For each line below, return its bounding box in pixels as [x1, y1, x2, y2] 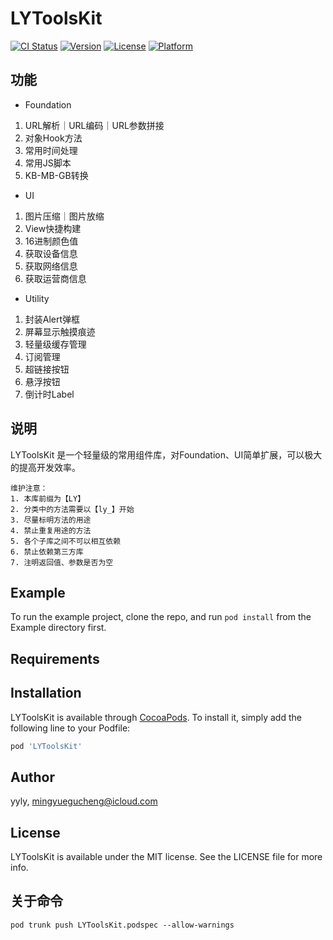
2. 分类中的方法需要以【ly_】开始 [10, 504, 135, 514]
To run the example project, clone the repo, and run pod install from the [10, 611, 312, 623]
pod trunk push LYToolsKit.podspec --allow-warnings [10, 920, 235, 930]
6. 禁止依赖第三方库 [10, 547, 84, 557]
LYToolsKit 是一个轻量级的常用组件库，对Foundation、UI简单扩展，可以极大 [10, 448, 323, 461]
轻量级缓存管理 [24, 338, 87, 350]
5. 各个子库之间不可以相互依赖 [10, 536, 122, 546]
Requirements [10, 650, 100, 667]
